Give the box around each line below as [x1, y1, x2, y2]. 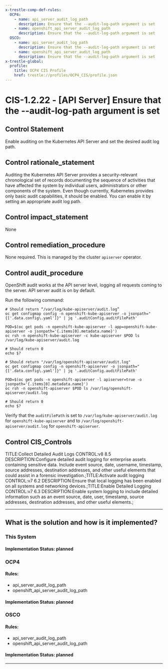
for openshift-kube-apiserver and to [5, 418, 80, 424]
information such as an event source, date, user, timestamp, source [5, 494, 144, 500]
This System [5, 533, 36, 540]
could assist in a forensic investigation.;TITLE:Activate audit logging [5, 472, 144, 478]
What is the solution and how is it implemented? [5, 518, 157, 527]
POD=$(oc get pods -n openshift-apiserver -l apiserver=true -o [5, 377, 142, 383]
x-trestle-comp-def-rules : [5, 7, 61, 13]
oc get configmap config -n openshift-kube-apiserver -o [5, 311, 126, 317]
